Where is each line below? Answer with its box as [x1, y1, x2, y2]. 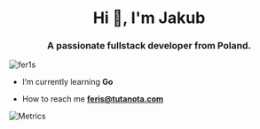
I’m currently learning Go [21, 77, 114, 87]
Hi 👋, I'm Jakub [92, 8, 206, 28]
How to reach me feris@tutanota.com [21, 94, 164, 104]
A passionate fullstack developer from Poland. [47, 40, 251, 52]
